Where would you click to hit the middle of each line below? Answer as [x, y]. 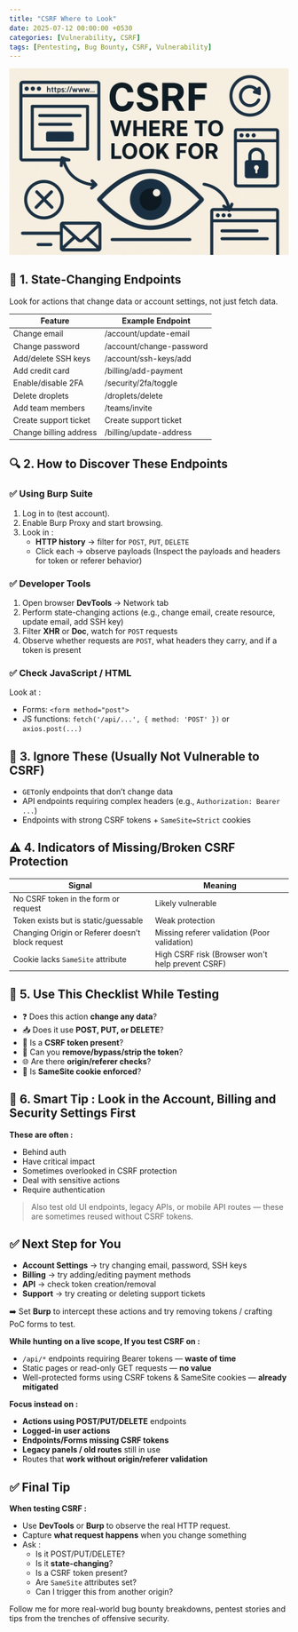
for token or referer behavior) [89, 561]
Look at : [25, 692]
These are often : [41, 1134]
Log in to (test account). [66, 513]
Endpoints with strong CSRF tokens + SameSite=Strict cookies [136, 820]
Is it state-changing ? [74, 1564]
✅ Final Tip [40, 1487]
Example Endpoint [156, 321]
